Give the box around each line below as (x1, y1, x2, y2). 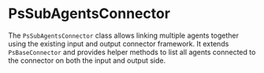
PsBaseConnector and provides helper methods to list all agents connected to (8, 47, 256, 57)
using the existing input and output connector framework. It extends (8, 38, 229, 48)
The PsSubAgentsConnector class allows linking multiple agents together (8, 31, 239, 40)
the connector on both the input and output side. (8, 56, 166, 65)
